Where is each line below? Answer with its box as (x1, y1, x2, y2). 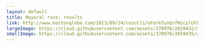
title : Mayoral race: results (6, 14, 83, 20)
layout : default (6, 8, 47, 15)
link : (6, 20, 20, 26)
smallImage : (6, 31, 36, 37)
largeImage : (6, 25, 36, 32)
